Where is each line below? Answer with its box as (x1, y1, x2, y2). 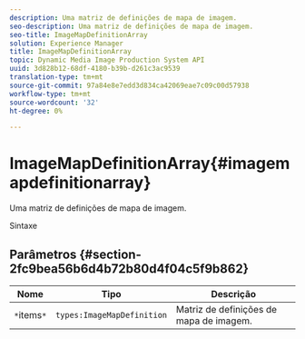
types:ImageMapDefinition (55, 310, 168, 320)
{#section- (79, 246, 143, 262)
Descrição (211, 288, 257, 300)
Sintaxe (9, 220, 38, 232)
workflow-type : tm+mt (9, 89, 92, 98)
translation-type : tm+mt (9, 73, 103, 82)
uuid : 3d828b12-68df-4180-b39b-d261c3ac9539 (9, 65, 181, 74)
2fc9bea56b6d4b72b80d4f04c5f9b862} (9, 261, 250, 276)
